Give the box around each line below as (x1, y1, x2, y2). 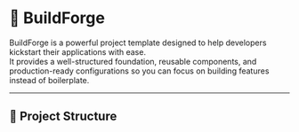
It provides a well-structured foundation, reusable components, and (9, 56, 257, 66)
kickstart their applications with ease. (9, 46, 147, 57)
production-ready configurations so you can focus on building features (9, 66, 270, 76)
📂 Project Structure (9, 109, 117, 124)
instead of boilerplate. (9, 74, 90, 85)
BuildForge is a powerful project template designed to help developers (9, 37, 267, 48)
